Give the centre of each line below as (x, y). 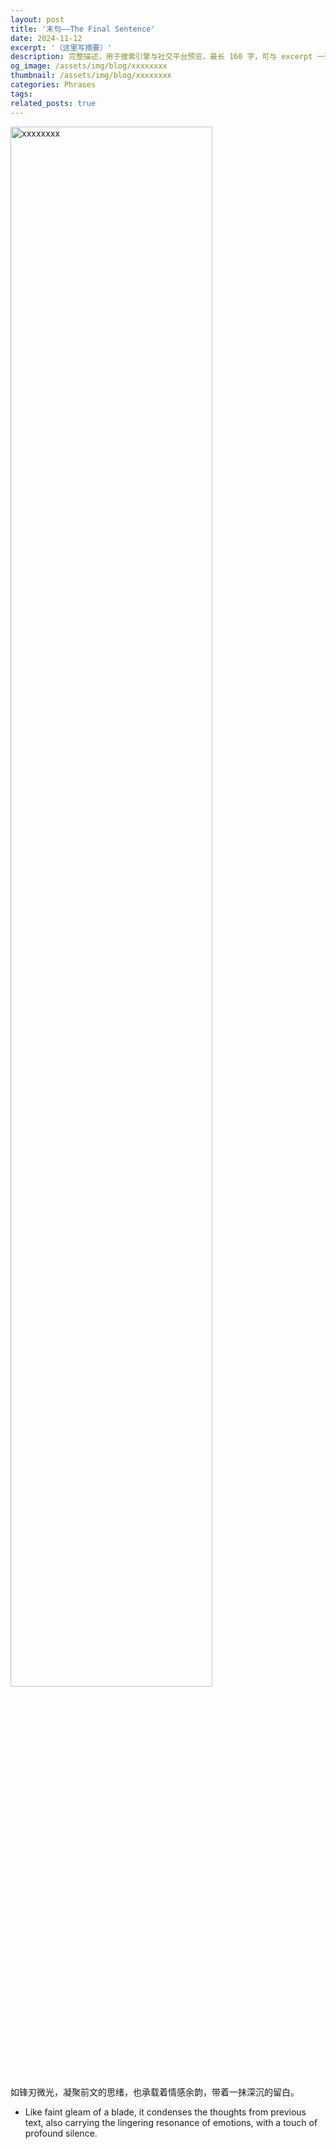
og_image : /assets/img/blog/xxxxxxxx (89, 66)
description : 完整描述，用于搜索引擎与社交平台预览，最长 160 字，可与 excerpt (161, 57)
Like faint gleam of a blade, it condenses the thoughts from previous (165, 2112)
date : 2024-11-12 (46, 38)
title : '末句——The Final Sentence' (83, 29)
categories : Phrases (53, 85)
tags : (21, 94)
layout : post (37, 19)
